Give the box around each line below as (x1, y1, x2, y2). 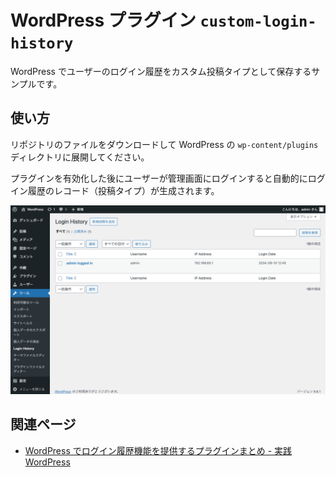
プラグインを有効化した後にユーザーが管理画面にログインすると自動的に (10, 172, 308, 184)
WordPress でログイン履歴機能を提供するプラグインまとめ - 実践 (24, 444, 293, 456)
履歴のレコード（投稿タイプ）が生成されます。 (27, 184, 220, 196)
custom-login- (199, 12, 317, 31)
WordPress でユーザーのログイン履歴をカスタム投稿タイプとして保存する (10, 65, 312, 77)
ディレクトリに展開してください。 (10, 151, 150, 163)
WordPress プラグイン (10, 9, 197, 32)
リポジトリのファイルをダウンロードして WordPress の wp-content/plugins (10, 138, 319, 150)
